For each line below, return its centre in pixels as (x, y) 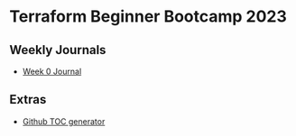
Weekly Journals (58, 50)
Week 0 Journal (52, 71)
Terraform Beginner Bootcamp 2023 (148, 17)
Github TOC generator (64, 121)
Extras (28, 100)
